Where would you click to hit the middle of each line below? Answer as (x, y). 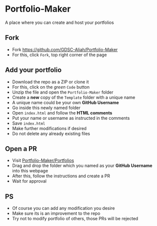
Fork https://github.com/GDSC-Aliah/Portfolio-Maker (65, 49)
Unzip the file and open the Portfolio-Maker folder (62, 92)
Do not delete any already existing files (51, 133)
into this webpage (30, 171)
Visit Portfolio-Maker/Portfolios (43, 160)
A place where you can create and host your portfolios (60, 22)
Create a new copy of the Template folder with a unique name (73, 97)
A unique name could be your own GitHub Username (65, 102)
